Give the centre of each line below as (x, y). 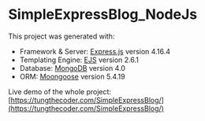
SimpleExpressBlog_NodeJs (103, 15)
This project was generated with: (61, 36)
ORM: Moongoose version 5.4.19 (72, 76)
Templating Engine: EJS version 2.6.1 (79, 60)
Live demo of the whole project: (60, 91)
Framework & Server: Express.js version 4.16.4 (95, 51)
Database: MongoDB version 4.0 (73, 68)
